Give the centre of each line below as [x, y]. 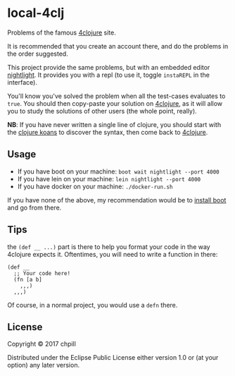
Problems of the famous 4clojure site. [62, 32]
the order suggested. [38, 54]
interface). [22, 82]
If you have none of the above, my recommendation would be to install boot [117, 200]
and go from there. [34, 207]
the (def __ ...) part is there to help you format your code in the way [109, 247]
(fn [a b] [28, 279]
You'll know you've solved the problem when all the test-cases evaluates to [116, 96]
